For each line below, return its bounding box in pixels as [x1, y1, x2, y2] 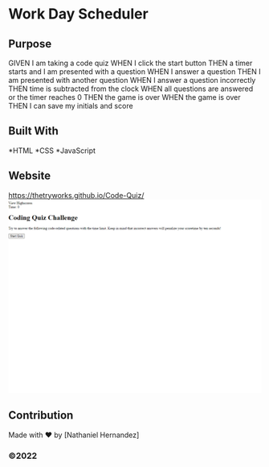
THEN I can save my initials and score [8, 101, 134, 110]
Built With [8, 124, 59, 138]
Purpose [8, 37, 52, 51]
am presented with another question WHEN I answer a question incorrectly [8, 76, 256, 85]
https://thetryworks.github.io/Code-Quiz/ [8, 190, 145, 200]
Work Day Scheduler [8, 5, 149, 23]
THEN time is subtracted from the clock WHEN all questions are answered [8, 84, 254, 93]
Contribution [8, 408, 74, 423]
